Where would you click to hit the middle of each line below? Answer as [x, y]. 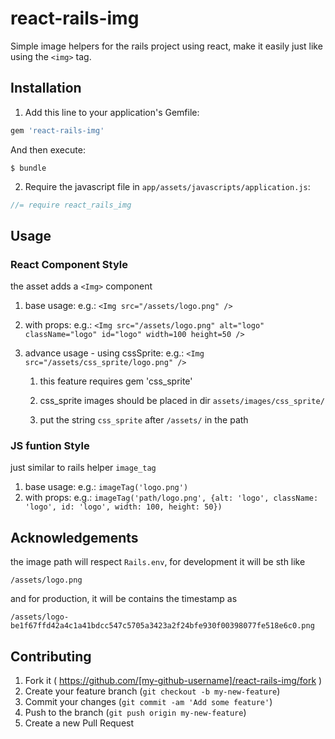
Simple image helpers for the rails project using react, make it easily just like [166, 46]
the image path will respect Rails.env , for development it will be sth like [158, 562]
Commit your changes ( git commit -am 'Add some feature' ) [148, 702]
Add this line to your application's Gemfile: [112, 112]
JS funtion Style [50, 446]
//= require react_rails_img [71, 205]
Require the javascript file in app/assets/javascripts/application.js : [167, 186]
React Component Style [69, 264]
